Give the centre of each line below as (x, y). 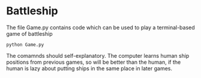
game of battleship (29, 33)
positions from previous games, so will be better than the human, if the (94, 62)
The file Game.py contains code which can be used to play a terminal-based (100, 27)
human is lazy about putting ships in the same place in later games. (89, 68)
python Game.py (25, 45)
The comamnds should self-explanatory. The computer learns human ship (98, 55)
